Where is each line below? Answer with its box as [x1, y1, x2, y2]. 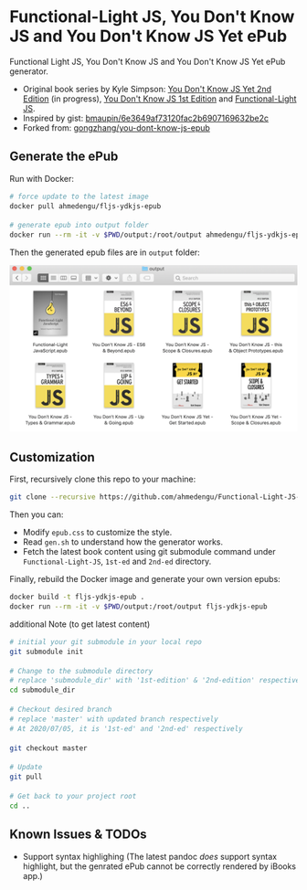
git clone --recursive [9, 493, 96, 502]
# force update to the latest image [9, 192, 149, 201]
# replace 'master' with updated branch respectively [9, 715, 219, 724]
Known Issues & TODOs [9, 827, 148, 842]
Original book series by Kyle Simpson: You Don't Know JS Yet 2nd [22, 83, 272, 94]
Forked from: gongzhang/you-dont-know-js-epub [22, 122, 210, 133]
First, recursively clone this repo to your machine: [9, 473, 196, 485]
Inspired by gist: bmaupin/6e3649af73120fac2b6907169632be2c [22, 112, 270, 123]
